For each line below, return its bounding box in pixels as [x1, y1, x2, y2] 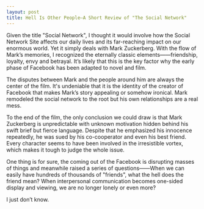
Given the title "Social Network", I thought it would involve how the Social [6, 31, 191, 38]
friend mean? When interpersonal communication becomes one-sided [6, 177, 183, 185]
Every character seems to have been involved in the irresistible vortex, [6, 139, 183, 147]
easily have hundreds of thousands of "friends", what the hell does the [6, 170, 184, 178]
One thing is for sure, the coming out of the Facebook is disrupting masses [6, 158, 194, 165]
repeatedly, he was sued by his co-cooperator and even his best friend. [6, 133, 186, 141]
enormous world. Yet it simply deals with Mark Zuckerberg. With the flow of [6, 44, 197, 52]
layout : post [6, 9, 40, 15]
